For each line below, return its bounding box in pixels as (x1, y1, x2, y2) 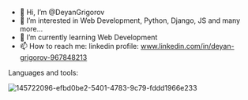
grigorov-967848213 (19, 53, 88, 62)
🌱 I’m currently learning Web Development (19, 32, 158, 42)
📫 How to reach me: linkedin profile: (19, 42, 140, 50)
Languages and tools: (8, 68, 79, 77)
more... (19, 24, 43, 33)
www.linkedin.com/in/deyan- (141, 42, 235, 50)
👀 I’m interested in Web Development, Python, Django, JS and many (19, 16, 241, 25)
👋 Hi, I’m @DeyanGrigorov (19, 8, 105, 17)
